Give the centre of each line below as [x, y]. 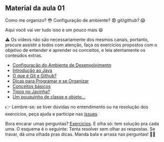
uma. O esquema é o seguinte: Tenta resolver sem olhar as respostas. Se [80, 129]
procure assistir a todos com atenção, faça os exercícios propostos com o [81, 45]
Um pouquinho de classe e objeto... [49, 97]
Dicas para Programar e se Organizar [50, 81]
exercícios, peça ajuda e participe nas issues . [52, 114]
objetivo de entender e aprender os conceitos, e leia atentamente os [75, 50]
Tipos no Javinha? [31, 91]
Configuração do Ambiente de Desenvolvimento [62, 65]
